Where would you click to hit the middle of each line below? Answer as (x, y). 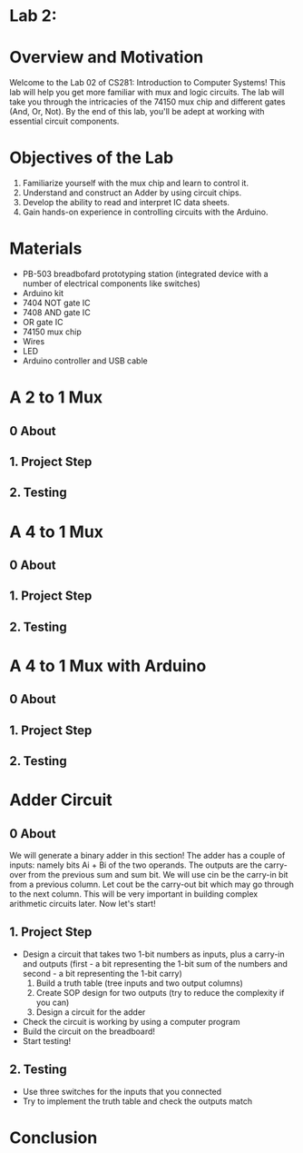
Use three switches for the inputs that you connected (122, 1091)
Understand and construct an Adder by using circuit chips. (132, 193)
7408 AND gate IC (56, 313)
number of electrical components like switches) (112, 283)
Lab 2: (33, 16)
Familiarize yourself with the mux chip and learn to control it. (136, 184)
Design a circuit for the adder (91, 1012)
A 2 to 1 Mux (56, 398)
